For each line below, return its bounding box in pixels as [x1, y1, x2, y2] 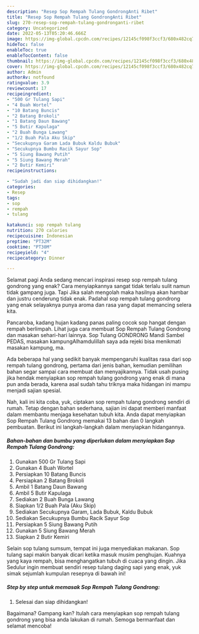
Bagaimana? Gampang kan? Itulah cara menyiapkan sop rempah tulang [6, 610, 180, 617]
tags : [6, 195, 20, 201]
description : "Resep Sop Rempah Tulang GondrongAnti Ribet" [6, 8, 158, 15]
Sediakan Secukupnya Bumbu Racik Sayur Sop [15, 515, 130, 522]
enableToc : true [6, 47, 47, 53]
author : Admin [6, 69, 42, 75]
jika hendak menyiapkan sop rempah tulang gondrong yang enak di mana [6, 374, 185, 381]
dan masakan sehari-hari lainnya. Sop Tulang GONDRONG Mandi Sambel [6, 332, 185, 339]
